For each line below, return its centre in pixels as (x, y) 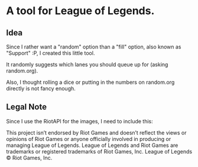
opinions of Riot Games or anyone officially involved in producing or (89, 139)
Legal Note (27, 107)
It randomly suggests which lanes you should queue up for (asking (87, 64)
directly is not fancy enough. (41, 89)
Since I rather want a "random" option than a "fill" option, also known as (94, 47)
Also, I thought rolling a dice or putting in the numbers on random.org (90, 82)
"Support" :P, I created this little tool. (51, 53)
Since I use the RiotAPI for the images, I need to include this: (80, 121)
